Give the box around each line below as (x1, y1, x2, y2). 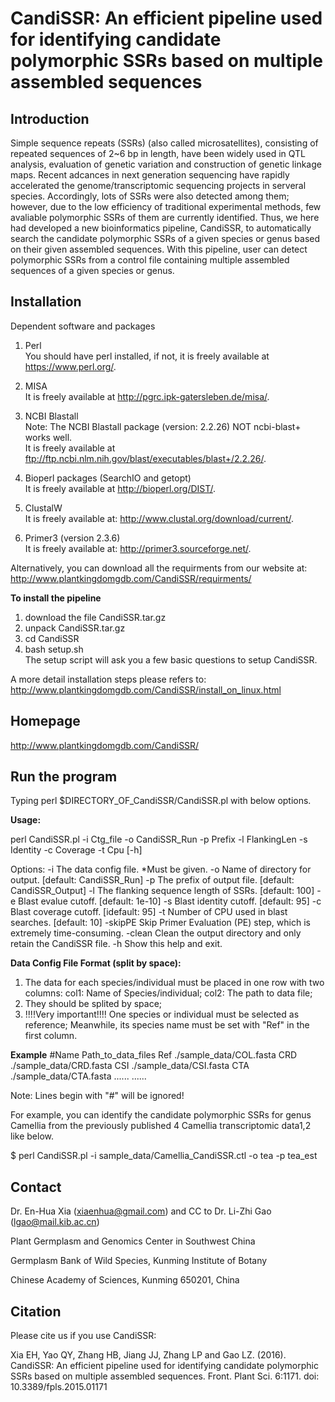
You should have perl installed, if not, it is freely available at (24, 350, 270, 362)
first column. (24, 1030, 78, 1042)
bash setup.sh (24, 643, 84, 655)
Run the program (10, 768, 118, 786)
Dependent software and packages (10, 320, 156, 332)
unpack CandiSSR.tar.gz (24, 622, 126, 634)
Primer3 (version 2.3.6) (24, 532, 121, 544)
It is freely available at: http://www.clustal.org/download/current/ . (24, 512, 295, 524)
